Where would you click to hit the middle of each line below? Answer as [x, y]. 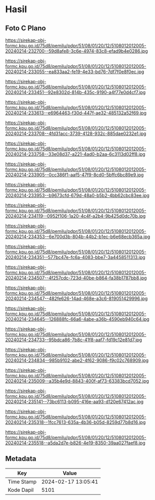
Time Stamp [22, 482]
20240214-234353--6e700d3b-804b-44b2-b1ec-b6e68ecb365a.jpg [78, 237]
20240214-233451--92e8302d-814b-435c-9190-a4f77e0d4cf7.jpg [75, 92]
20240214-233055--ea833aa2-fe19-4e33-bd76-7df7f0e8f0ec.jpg [75, 72]
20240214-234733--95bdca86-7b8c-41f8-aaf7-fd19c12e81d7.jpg [74, 340]
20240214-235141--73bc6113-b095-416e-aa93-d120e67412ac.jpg [74, 402]
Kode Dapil [21, 490]
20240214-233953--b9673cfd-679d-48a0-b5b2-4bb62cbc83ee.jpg [77, 195]
